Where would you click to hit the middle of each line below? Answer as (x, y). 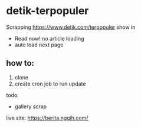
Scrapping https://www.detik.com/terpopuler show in (71, 27)
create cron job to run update (50, 83)
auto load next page (39, 45)
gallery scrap (31, 106)
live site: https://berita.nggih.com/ (47, 118)
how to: (20, 63)
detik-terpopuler (47, 11)
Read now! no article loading (49, 38)
